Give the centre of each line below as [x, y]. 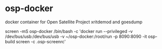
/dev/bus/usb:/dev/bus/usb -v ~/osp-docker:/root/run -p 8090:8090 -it [76, 36]
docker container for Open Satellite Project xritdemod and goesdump [74, 22]
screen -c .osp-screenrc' [41, 41]
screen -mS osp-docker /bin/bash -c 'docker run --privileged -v [69, 31]
